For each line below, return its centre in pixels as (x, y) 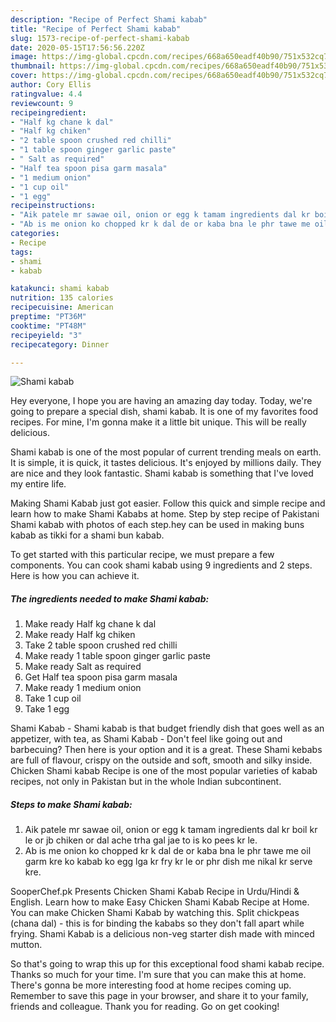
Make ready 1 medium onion (83, 688)
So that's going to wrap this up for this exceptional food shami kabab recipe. (167, 964)
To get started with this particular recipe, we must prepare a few (142, 555)
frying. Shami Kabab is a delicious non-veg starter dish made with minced (162, 934)
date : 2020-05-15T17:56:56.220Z (77, 47)
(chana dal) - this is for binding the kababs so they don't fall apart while (157, 923)
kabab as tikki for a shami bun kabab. (87, 535)
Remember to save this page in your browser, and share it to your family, (159, 996)
